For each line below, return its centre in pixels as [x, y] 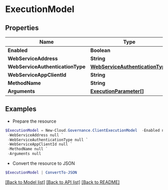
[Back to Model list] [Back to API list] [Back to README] [62, 182]
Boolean [100, 50]
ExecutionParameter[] [117, 91]
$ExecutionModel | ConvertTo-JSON [41, 173]
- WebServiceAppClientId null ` [40, 144]
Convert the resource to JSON [43, 163]
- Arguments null [24, 154]
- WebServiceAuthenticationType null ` [48, 140]
